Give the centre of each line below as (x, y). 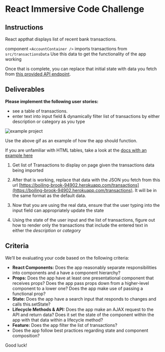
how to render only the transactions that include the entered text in (80, 225)
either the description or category (47, 230)
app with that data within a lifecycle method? (58, 320)
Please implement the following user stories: (52, 101)
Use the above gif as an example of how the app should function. (71, 140)
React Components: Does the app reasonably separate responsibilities (84, 267)
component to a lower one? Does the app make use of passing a (78, 288)
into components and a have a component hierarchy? (66, 273)
